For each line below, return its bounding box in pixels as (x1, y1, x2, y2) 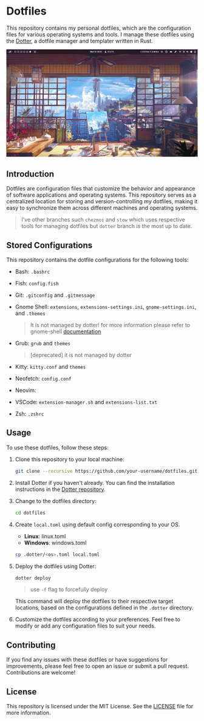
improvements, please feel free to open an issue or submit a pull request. (6, 663, 189, 670)
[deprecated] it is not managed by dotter (30, 351, 132, 359)
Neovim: (15, 387, 36, 394)
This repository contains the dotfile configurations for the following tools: (6, 256, 189, 263)
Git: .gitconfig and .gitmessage (15, 291, 95, 299)
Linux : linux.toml (24, 532, 66, 540)
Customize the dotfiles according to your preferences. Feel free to (15, 616, 181, 623)
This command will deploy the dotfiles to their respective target (15, 598, 174, 605)
